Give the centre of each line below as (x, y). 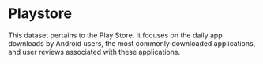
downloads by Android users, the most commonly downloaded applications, (132, 43)
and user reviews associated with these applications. (94, 52)
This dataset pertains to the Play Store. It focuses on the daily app (115, 35)
